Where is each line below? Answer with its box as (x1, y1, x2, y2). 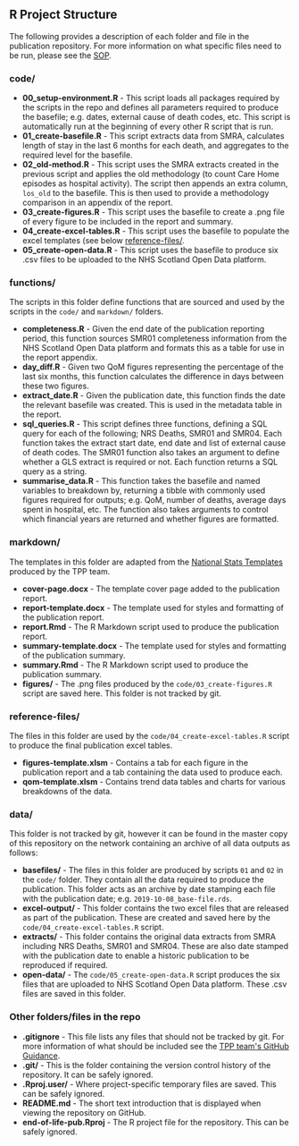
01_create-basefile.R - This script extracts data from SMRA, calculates (21, 131, 285, 141)
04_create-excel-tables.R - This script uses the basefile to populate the (21, 225, 290, 236)
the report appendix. (21, 352, 98, 363)
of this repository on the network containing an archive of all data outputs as (9, 838, 291, 849)
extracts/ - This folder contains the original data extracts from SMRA (21, 931, 277, 942)
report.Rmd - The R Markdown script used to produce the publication (21, 621, 279, 632)
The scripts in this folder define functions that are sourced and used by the (9, 297, 286, 308)
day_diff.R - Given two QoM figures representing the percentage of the (21, 361, 284, 372)
